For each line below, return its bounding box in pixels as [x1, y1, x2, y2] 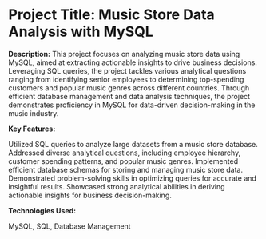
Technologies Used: [8, 205, 77, 215]
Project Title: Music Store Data [8, 6, 216, 24]
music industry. [8, 108, 59, 118]
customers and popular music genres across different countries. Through [8, 82, 250, 93]
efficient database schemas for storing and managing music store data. [8, 165, 244, 174]
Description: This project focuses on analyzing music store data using [8, 49, 240, 58]
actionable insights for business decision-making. [8, 190, 172, 200]
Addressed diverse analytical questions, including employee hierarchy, [8, 148, 241, 157]
